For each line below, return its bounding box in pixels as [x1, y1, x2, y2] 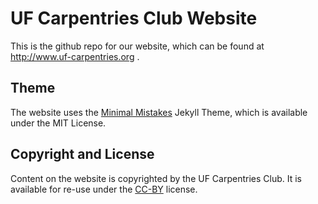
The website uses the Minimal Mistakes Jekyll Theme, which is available [10, 106, 308, 118]
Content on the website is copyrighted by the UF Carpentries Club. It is [10, 172, 302, 184]
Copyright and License [10, 146, 155, 163]
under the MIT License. [10, 117, 107, 129]
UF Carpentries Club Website [10, 7, 258, 30]
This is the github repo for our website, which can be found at [10, 40, 265, 52]
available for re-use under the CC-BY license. [10, 183, 198, 195]
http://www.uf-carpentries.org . [10, 50, 140, 62]
